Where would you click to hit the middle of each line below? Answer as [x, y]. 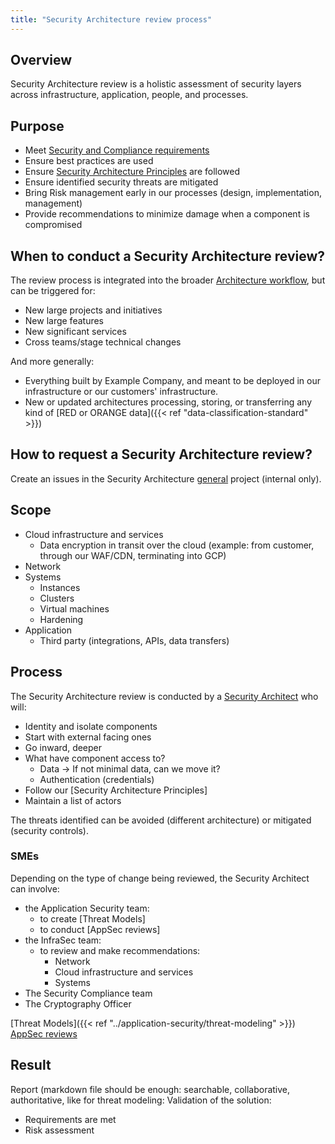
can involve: [35, 888]
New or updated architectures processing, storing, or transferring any [168, 402]
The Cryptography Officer [78, 1003]
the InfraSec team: [63, 940]
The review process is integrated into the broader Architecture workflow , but [168, 280]
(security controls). [49, 830]
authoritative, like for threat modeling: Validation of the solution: [141, 1100]
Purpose [37, 126]
